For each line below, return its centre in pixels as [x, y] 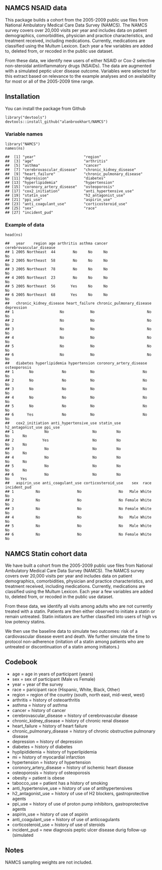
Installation [22, 97]
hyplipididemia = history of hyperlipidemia [54, 752]
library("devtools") [26, 117]
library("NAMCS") [23, 144]
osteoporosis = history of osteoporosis [51, 773]
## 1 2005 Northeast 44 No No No [57, 252]
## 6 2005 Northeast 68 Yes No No [57, 295]
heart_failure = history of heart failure [50, 726]
